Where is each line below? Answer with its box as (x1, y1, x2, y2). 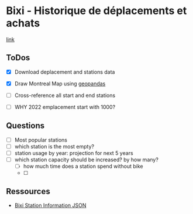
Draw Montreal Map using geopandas (14, 80, 106, 87)
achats (6, 16, 40, 30)
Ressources (6, 186, 51, 196)
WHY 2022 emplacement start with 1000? (14, 103, 116, 111)
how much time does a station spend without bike (23, 163, 143, 170)
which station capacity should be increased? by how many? (14, 156, 159, 163)
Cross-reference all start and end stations (14, 92, 116, 99)
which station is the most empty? (14, 143, 95, 150)
